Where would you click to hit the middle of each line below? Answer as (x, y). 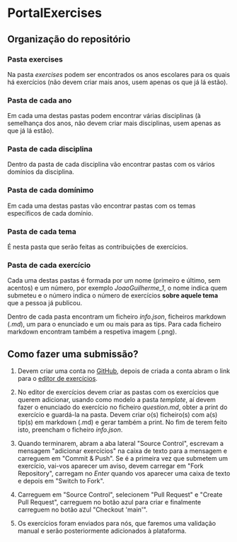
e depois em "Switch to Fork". (61, 481)
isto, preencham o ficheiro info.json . (70, 430)
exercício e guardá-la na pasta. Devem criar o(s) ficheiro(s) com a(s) (117, 415)
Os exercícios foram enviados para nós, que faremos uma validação (117, 524)
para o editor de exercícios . (57, 379)
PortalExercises (55, 13)
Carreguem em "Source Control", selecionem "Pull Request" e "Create (120, 495)
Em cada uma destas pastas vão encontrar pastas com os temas (102, 206)
